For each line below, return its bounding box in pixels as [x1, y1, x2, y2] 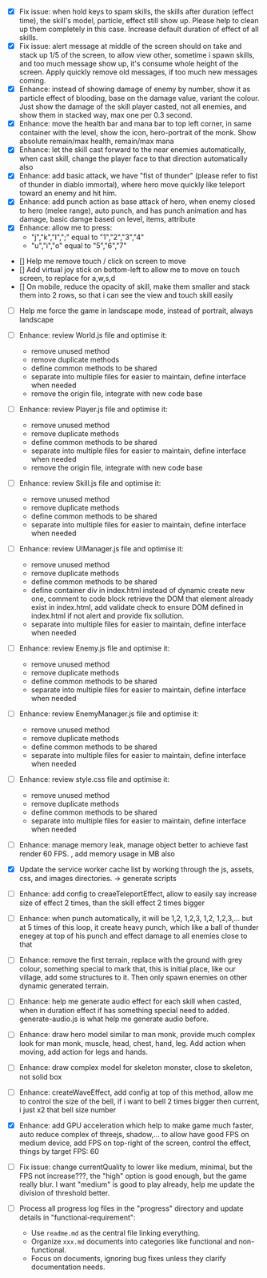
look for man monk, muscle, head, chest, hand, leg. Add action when [18, 1039, 246, 1048]
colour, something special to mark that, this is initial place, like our [18, 964, 237, 974]
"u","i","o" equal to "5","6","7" [30, 240, 127, 250]
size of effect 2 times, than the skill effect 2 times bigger [18, 898, 205, 907]
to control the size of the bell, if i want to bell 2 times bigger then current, [18, 1096, 260, 1106]
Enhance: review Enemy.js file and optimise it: [18, 643, 170, 653]
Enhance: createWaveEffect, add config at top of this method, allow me [18, 1088, 253, 1097]
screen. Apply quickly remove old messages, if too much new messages [18, 67, 258, 77]
